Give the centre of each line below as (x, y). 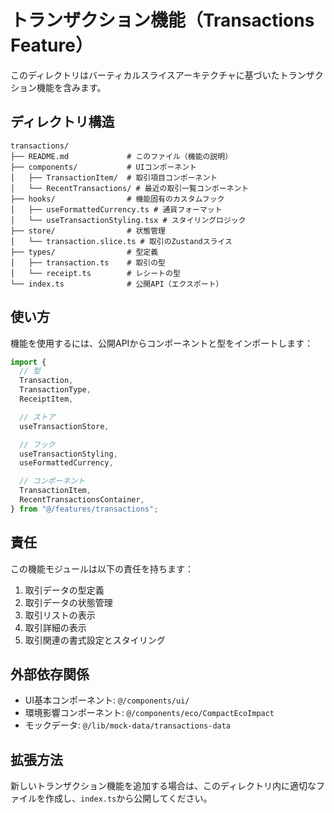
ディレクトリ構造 (62, 122)
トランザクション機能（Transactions (162, 20)
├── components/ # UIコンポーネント (103, 167)
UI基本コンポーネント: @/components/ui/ (107, 700)
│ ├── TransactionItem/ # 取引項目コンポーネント (114, 177)
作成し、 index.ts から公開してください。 (128, 798)
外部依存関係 (50, 674)
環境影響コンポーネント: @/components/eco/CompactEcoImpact (149, 713)
